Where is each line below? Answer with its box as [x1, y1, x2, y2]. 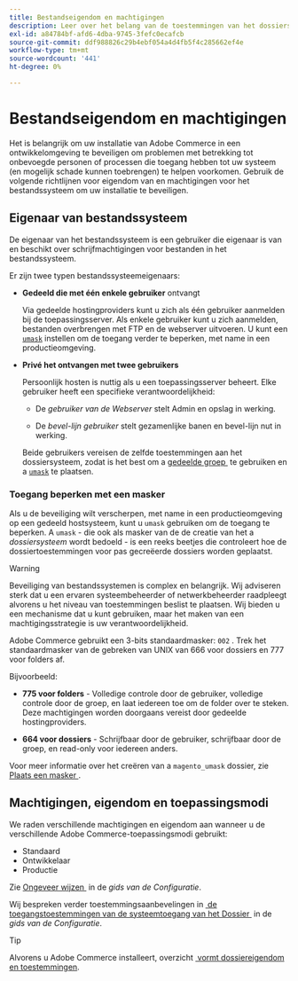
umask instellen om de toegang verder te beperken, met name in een [21, 333, 271, 343]
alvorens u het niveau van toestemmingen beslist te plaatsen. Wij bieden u [9, 599, 281, 609]
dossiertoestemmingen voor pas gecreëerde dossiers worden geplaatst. [9, 545, 273, 556]
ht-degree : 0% [9, 63, 62, 72]
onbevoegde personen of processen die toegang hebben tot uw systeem [9, 156, 277, 167]
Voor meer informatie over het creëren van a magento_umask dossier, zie [9, 760, 269, 771]
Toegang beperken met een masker [9, 488, 166, 500]
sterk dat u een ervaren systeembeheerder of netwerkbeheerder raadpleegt [9, 589, 287, 600]
